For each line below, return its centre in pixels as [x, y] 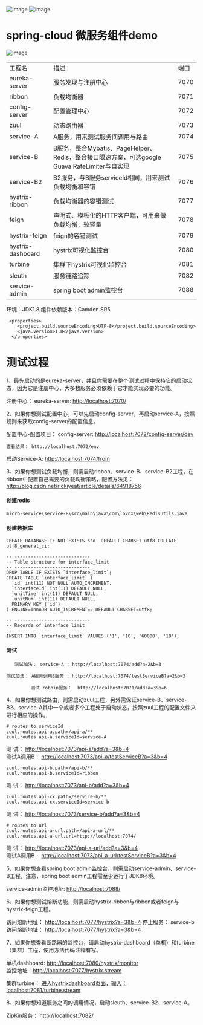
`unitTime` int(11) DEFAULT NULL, [55, 594]
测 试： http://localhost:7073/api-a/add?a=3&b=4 [68, 749]
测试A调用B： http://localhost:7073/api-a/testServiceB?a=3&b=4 [87, 757]
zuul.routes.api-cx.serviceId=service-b [58, 802]
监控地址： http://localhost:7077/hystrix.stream [64, 971]
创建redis [18, 500]
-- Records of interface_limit [46, 626]
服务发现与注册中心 [81, 82]
